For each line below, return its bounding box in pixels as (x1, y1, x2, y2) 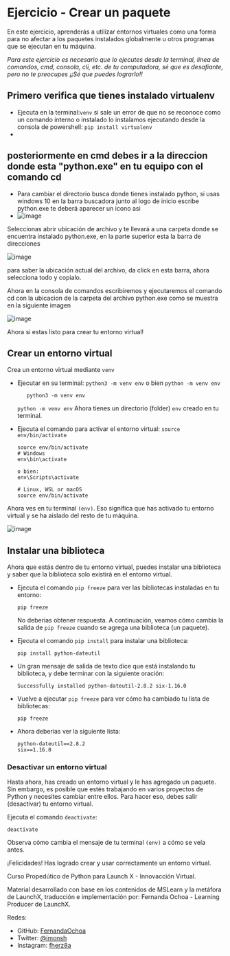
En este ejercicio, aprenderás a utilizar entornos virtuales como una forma (7, 27, 216, 36)
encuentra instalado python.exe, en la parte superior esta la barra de (7, 232, 201, 240)
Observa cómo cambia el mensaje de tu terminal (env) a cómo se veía (7, 839, 206, 847)
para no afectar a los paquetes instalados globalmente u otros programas (7, 34, 215, 43)
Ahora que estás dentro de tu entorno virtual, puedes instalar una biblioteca (7, 563, 222, 571)
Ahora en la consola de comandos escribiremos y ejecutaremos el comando (7, 286, 222, 294)
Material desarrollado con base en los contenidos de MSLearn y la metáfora (7, 885, 222, 894)
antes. (7, 846, 25, 854)
